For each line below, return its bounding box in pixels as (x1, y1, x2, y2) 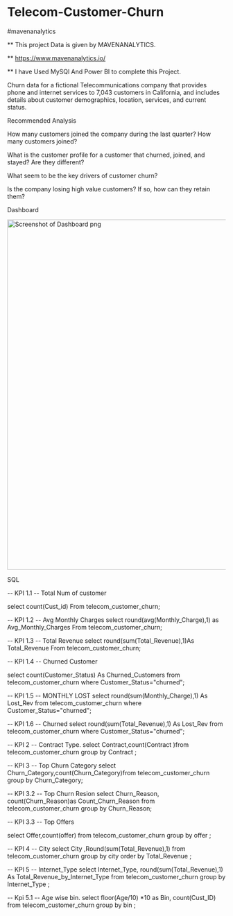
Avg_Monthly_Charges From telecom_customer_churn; (7, 623, 163, 631)
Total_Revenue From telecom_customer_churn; (7, 643, 141, 652)
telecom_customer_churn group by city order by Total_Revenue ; (7, 852, 192, 860)
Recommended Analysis (7, 116, 76, 125)
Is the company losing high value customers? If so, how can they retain (7, 184, 210, 193)
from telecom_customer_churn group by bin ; (7, 901, 137, 909)
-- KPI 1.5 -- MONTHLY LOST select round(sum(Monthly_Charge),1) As (7, 691, 208, 700)
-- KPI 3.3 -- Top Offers (7, 818, 75, 826)
